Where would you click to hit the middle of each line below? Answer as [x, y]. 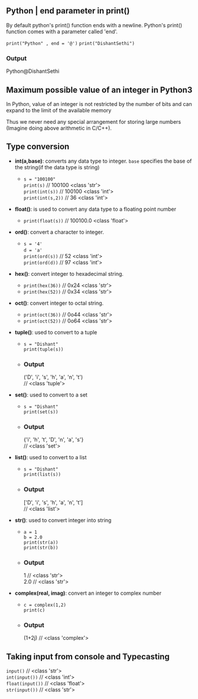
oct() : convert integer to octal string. [59, 303]
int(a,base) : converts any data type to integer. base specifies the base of [103, 161]
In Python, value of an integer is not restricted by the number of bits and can [99, 104]
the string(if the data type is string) [57, 167]
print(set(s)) [41, 412]
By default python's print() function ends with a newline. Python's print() [94, 25]
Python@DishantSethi [33, 71]
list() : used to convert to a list [51, 458]
